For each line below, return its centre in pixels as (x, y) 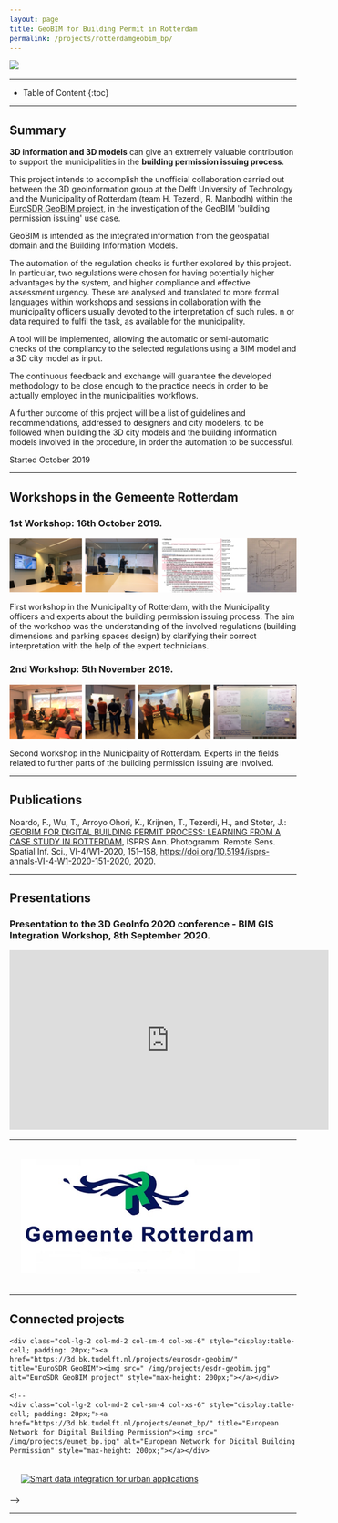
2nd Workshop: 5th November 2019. (92, 669)
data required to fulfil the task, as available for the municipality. (128, 321)
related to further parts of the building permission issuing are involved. (142, 762)
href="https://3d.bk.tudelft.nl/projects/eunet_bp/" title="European (144, 1424)
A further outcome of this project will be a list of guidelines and (128, 413)
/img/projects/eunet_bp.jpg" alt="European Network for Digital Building (153, 1442)
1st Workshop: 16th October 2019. (86, 523)
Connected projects (67, 1319)
